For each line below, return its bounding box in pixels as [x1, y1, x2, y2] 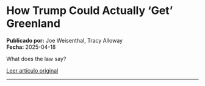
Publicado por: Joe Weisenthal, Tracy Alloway [6, 37, 123, 44]
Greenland [6, 16, 61, 30]
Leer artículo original [6, 66, 59, 74]
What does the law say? [6, 55, 67, 62]
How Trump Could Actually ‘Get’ [6, 4, 173, 18]
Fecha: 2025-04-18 [6, 43, 56, 51]
